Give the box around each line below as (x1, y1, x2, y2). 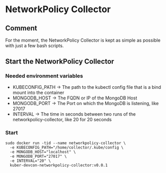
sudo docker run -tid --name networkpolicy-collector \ (5, 141, 126, 146)
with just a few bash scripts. (5, 43, 64, 49)
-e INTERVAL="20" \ (10, 158, 51, 163)
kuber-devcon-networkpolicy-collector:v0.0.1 (10, 162, 108, 168)
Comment (5, 24, 38, 32)
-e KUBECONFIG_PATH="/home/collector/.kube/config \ (10, 145, 124, 150)
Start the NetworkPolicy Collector (5, 57, 114, 66)
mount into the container (12, 89, 64, 95)
